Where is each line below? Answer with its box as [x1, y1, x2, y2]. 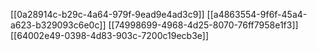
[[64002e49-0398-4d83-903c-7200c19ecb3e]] [10, 30, 210, 41]
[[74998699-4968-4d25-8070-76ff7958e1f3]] [108, 19, 299, 31]
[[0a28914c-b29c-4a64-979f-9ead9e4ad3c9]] [10, 9, 205, 20]
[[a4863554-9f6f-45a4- [206, 9, 308, 20]
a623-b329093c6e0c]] [10, 19, 107, 31]
